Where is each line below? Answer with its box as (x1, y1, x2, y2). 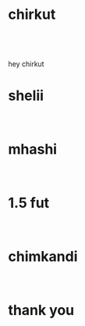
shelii (8, 87, 44, 105)
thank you (8, 302, 75, 320)
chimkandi (8, 248, 78, 265)
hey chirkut (8, 59, 44, 69)
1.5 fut (8, 194, 50, 212)
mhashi (8, 140, 57, 158)
